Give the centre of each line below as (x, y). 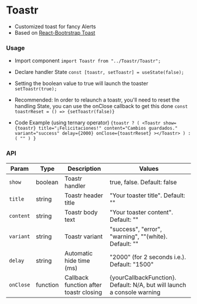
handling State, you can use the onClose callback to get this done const (101, 106)
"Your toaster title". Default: (147, 195)
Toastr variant (83, 237)
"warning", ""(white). (138, 237)
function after (83, 285)
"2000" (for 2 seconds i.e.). (148, 257)
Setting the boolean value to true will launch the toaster (81, 83)
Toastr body (81, 212)
